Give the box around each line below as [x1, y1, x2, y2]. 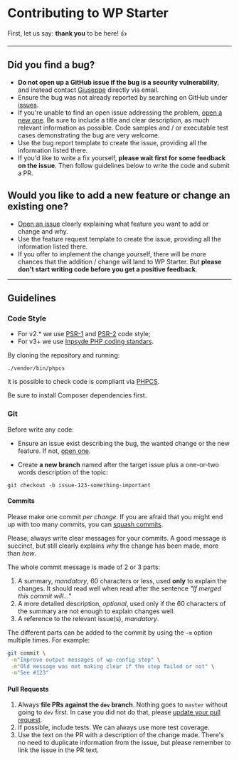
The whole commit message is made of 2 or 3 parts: [7, 563, 161, 571]
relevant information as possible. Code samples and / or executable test [17, 123, 229, 132]
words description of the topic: [17, 468, 108, 477]
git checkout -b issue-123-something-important [7, 481, 152, 489]
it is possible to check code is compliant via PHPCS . [7, 378, 160, 386]
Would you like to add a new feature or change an [7, 189, 230, 202]
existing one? [7, 201, 69, 213]
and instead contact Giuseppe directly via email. [17, 85, 159, 94]
